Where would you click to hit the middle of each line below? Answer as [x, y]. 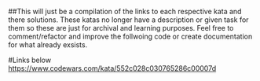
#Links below [30, 60]
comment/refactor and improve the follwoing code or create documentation [130, 36]
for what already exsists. [48, 45]
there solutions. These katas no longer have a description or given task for [128, 20]
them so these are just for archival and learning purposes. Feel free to [121, 28]
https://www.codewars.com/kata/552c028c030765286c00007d [112, 68]
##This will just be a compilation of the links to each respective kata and [125, 11]
